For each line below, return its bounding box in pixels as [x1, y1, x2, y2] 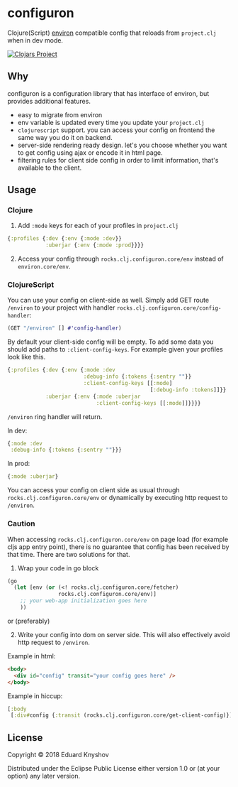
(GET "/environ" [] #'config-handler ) [7, 325, 122, 332]
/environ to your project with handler [7, 303, 115, 312]
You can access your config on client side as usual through [7, 486, 180, 494]
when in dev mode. [7, 36, 64, 44]
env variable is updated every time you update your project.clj [17, 118, 205, 126]
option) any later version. [7, 772, 80, 781]
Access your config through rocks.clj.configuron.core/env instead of [17, 254, 225, 264]
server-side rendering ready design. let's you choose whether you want [17, 141, 227, 149]
